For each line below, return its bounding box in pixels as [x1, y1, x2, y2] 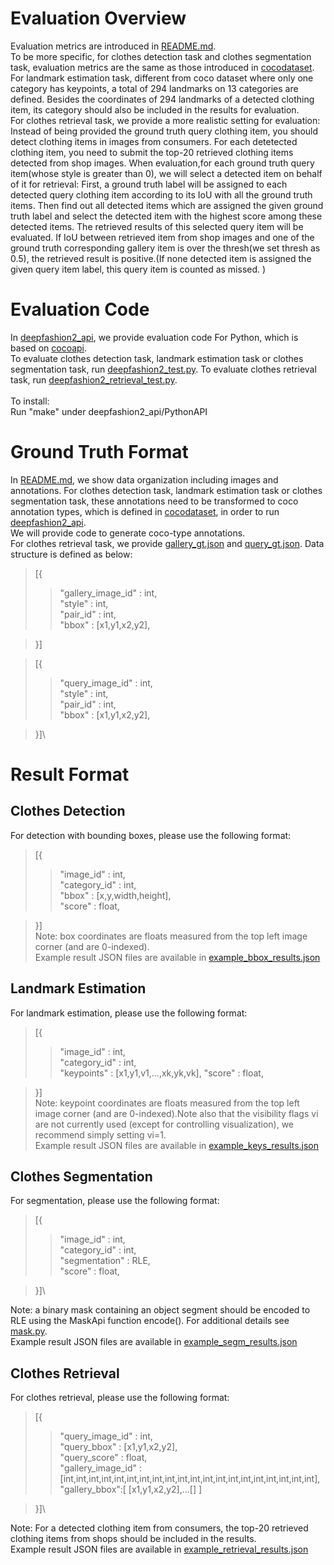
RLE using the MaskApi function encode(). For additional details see [10, 1315, 290, 1327]
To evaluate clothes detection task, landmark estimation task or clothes [10, 352, 304, 364]
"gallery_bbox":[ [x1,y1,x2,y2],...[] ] [59, 1483, 203, 1496]
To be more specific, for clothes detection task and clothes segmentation [10, 50, 312, 62]
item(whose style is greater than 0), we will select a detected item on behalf [10, 167, 323, 179]
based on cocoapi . [10, 342, 88, 354]
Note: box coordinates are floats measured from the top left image [34, 930, 308, 942]
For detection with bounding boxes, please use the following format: [10, 829, 292, 841]
